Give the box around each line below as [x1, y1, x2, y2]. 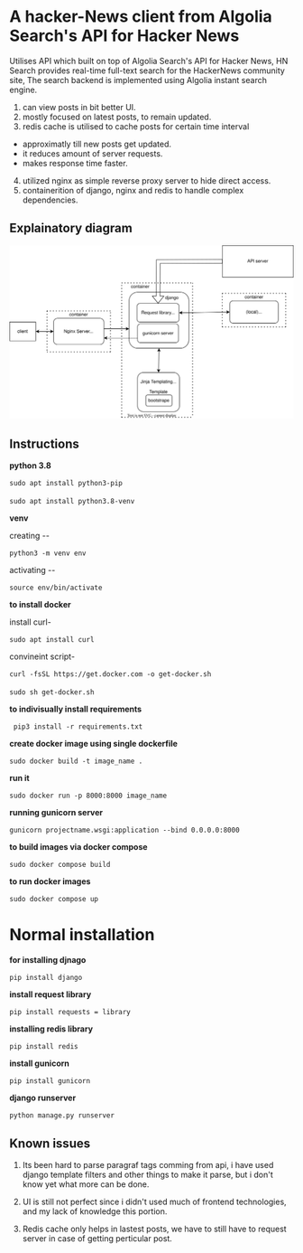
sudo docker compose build [9, 861, 111, 870]
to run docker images [9, 876, 91, 887]
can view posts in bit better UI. [22, 101, 137, 112]
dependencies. [22, 194, 78, 205]
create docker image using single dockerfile [9, 739, 179, 749]
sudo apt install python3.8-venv [9, 497, 135, 506]
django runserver [9, 1092, 77, 1104]
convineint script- [9, 651, 75, 662]
